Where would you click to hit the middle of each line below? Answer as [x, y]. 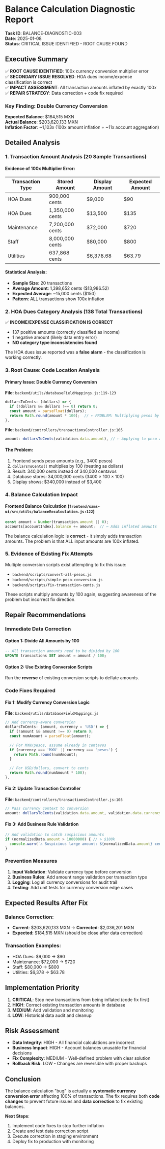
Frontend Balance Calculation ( [37, 506]
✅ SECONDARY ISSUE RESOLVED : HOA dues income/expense [69, 76]
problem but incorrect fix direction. [40, 599]
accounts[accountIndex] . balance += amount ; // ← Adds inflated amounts [81, 526]
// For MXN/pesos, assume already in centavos [58, 745]
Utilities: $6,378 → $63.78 [38, 972]
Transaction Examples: [33, 946]
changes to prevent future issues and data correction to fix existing [74, 1101]
